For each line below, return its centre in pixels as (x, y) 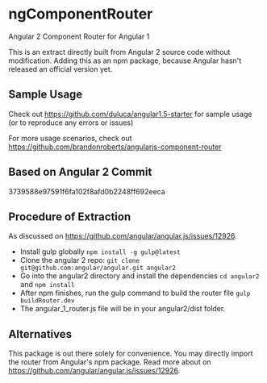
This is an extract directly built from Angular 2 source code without (119, 52)
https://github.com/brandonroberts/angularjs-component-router (115, 147)
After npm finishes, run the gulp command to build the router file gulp (135, 293)
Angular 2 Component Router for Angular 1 (79, 36)
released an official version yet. (60, 69)
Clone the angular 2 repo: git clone (79, 260)
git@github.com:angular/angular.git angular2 (98, 268)
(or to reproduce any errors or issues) (71, 123)
